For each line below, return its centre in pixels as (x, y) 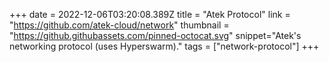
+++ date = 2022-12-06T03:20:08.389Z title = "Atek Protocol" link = (150, 14)
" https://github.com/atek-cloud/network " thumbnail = (119, 25)
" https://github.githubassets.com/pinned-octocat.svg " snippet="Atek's (155, 35)
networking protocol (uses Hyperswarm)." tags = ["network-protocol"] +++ (164, 46)
